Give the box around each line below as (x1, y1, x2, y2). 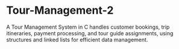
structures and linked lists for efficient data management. (6, 36, 148, 43)
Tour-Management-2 (6, 4, 114, 17)
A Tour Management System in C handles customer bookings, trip (6, 23, 170, 30)
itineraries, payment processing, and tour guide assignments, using (6, 29, 174, 36)
